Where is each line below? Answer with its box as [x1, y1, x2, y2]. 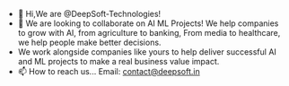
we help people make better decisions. [17, 37, 162, 47]
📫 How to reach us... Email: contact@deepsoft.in [17, 66, 200, 76]
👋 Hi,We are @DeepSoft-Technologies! [17, 9, 162, 19]
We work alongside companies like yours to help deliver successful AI [17, 47, 276, 57]
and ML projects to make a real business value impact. [17, 56, 220, 66]
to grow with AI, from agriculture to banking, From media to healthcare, [17, 28, 281, 38]
